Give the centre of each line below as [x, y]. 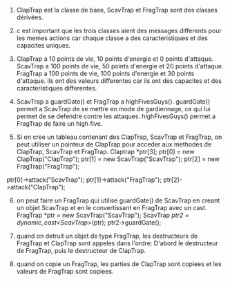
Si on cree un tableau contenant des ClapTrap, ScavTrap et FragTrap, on [119, 137]
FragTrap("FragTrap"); [48, 166]
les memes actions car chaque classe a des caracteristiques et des [112, 38]
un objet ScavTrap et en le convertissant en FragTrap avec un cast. [112, 208]
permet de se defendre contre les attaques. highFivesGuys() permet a [116, 116]
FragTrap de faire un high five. [59, 123]
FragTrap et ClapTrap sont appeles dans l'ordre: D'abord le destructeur [117, 243]
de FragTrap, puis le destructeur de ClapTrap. [81, 251]
